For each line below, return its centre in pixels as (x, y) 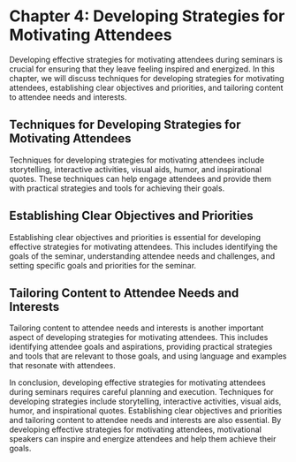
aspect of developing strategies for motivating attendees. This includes (139, 337)
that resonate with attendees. (63, 366)
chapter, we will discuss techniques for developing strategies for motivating (147, 78)
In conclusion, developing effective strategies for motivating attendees (138, 382)
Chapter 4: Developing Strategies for (147, 16)
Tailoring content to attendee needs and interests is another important (137, 328)
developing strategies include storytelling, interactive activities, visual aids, (145, 401)
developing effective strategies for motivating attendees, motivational (136, 429)
